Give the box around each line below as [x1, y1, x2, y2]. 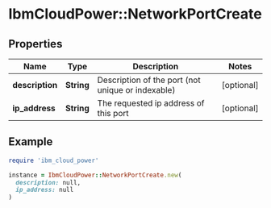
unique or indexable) [97, 85, 176, 95]
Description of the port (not [97, 74, 201, 85]
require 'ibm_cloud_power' [8, 156, 99, 164]
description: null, [15, 178, 81, 186]
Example [8, 135, 53, 149]
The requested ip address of [97, 98, 205, 109]
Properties [8, 37, 63, 51]
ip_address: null [15, 186, 74, 194]
